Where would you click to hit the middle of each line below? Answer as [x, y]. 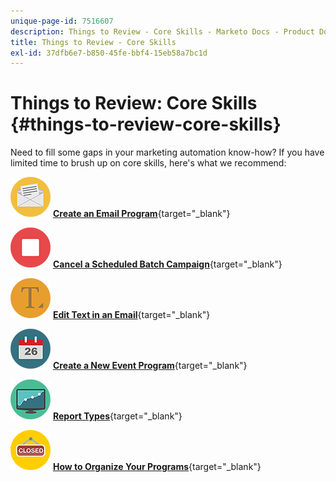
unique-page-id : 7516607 [62, 21]
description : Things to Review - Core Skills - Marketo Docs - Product [162, 31]
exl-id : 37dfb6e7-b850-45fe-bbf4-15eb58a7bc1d [109, 53]
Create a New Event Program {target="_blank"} [150, 366]
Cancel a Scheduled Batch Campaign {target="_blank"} [167, 264]
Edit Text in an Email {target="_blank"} [131, 315]
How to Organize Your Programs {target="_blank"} [157, 467]
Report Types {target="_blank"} [117, 416]
